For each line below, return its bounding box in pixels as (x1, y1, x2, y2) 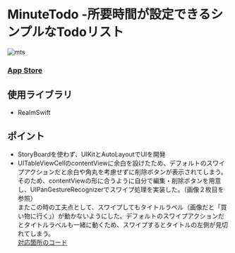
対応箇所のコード (17, 238, 68, 247)
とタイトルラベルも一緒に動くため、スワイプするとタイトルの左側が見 (17, 221, 222, 229)
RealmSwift (17, 108, 51, 116)
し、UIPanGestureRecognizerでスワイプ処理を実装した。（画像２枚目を (17, 185, 224, 194)
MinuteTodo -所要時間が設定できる (7, 6, 211, 23)
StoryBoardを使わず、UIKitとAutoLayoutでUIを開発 (17, 150, 166, 159)
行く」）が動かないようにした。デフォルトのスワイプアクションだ (36, 212, 224, 221)
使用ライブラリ (7, 89, 73, 101)
